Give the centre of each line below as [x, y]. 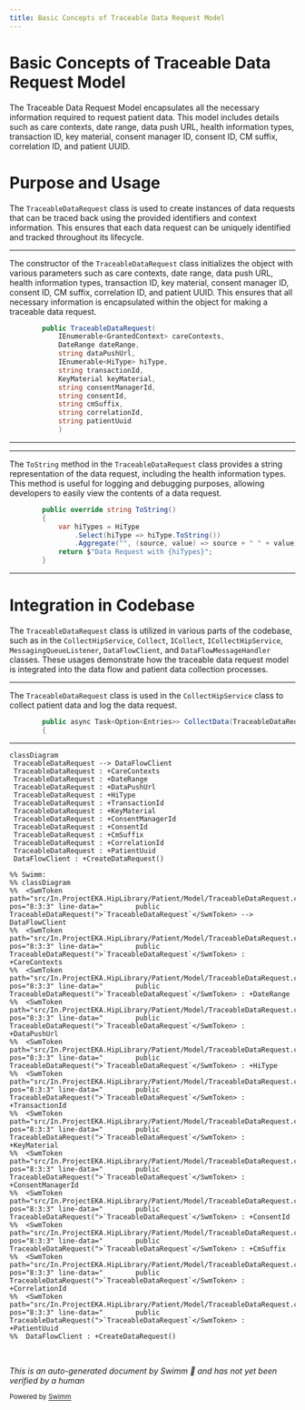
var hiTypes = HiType [99, 527]
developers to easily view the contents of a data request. [116, 493]
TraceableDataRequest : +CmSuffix [79, 835]
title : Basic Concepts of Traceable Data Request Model [117, 18]
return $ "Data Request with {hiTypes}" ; [135, 552]
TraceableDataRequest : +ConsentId [80, 827]
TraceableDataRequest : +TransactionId [89, 803]
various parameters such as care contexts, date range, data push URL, [142, 273]
